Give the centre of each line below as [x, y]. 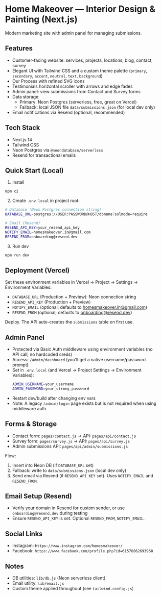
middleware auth [29, 408]
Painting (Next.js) [41, 19]
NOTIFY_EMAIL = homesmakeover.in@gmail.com [48, 232]
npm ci [12, 191]
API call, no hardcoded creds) [42, 354]
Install [18, 182]
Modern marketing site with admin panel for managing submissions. [73, 33]
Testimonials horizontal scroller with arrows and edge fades [72, 86]
